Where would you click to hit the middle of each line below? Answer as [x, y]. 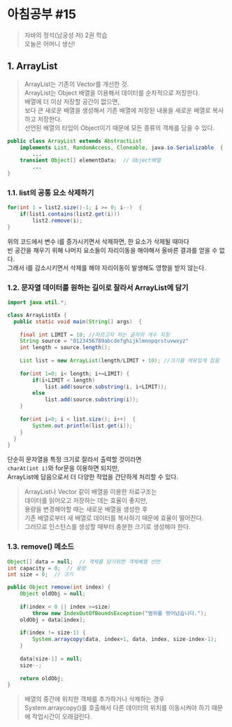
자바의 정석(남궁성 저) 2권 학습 [66, 35]
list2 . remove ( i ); [57, 221]
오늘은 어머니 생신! [50, 43]
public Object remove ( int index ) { [59, 587]
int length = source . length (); [65, 348]
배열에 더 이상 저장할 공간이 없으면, [72, 101]
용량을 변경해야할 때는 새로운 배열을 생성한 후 [86, 509]
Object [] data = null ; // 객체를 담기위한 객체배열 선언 [84, 562]
